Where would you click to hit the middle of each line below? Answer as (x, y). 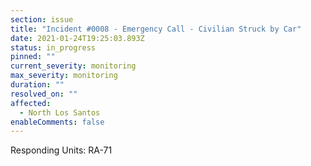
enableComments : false (57, 122)
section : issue (42, 19)
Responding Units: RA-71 (61, 150)
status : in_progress (53, 47)
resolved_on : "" (44, 94)
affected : (31, 103)
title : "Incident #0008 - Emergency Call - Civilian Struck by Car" (156, 29)
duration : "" (37, 85)
